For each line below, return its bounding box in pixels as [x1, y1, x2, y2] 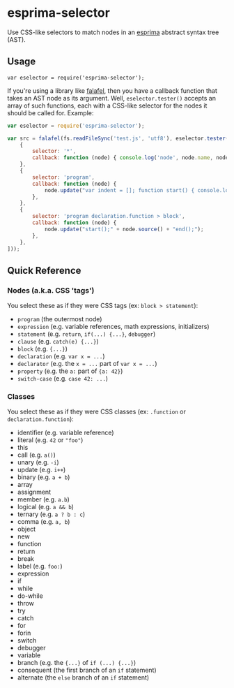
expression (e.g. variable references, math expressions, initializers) [17, 323, 210, 331]
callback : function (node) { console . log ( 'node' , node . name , [32, 154, 214, 161]
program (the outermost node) [17, 315, 102, 323]
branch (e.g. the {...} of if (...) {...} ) [17, 659, 136, 667]
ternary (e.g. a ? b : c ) [17, 510, 86, 518]
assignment [17, 488, 51, 497]
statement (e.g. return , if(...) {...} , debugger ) [17, 330, 156, 338]
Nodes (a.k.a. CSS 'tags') [7, 285, 95, 295]
